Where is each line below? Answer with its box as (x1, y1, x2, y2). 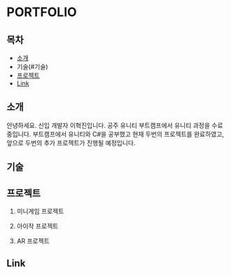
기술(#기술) (16, 62, 48, 71)
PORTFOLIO (6, 4, 78, 20)
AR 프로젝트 (16, 237, 50, 245)
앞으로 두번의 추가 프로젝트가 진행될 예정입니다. (6, 138, 136, 147)
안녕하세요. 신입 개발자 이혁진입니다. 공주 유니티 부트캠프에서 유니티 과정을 (6, 121, 211, 130)
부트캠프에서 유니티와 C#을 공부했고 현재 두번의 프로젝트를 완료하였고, (32, 130, 225, 138)
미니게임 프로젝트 (16, 207, 64, 216)
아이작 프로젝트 (16, 222, 59, 231)
